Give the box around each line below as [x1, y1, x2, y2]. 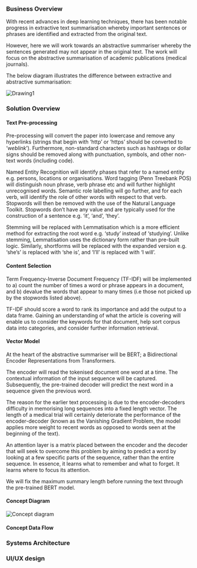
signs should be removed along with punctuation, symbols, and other [6, 151, 173, 158]
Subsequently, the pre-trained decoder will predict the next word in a [6, 381, 173, 388]
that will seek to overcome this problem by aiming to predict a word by [6, 447, 176, 454]
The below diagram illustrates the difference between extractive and [6, 72, 172, 79]
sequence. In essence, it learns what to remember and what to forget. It [6, 460, 180, 467]
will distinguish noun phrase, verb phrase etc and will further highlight [6, 181, 175, 188]
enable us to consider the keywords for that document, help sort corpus [6, 318, 181, 325]
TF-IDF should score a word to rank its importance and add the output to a [6, 305, 186, 313]
